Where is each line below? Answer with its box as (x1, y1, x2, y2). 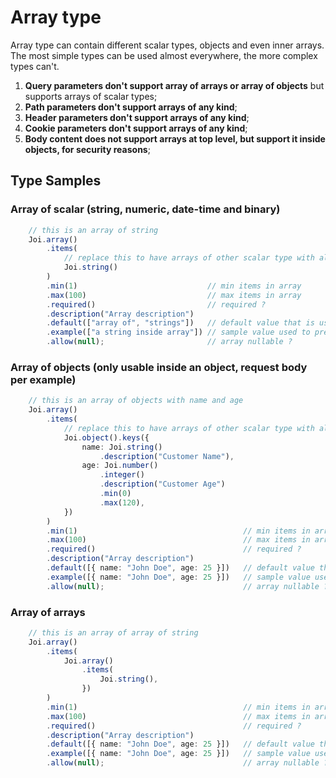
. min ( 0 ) (99, 489, 132, 499)
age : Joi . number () (81, 461, 159, 471)
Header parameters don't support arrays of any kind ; (24, 111, 250, 123)
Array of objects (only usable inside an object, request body (10, 360, 308, 374)
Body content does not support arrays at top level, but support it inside (24, 132, 326, 145)
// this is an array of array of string (28, 627, 199, 638)
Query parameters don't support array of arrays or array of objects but (24, 79, 325, 91)
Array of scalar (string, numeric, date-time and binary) (10, 202, 281, 216)
